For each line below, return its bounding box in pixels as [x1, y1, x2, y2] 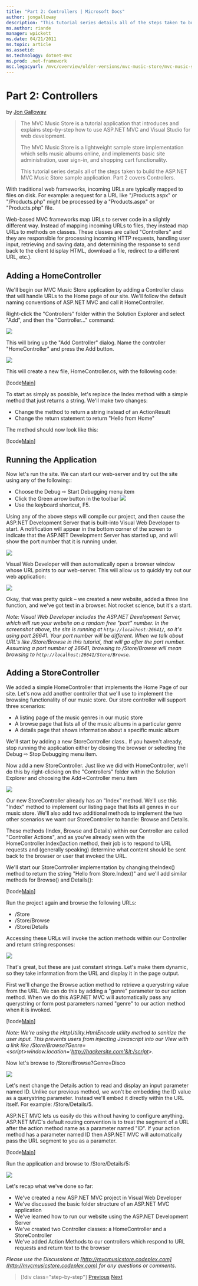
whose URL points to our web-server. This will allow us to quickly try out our [6, 566, 192, 573]
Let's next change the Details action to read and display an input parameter [6, 1082, 189, 1089]
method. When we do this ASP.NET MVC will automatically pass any [6, 993, 171, 1001]
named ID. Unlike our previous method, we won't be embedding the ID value [6, 1088, 192, 1095]
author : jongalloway [6, 14, 57, 20]
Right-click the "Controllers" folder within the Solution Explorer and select [6, 311, 185, 318]
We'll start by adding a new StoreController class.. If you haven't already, [6, 737, 183, 745]
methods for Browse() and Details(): [6, 876, 93, 883]
